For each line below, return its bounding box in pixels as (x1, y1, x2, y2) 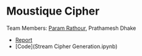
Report (15, 36, 32, 43)
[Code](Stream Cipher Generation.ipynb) (15, 43, 118, 50)
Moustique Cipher (6, 4, 100, 18)
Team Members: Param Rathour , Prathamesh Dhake (6, 24, 137, 32)
